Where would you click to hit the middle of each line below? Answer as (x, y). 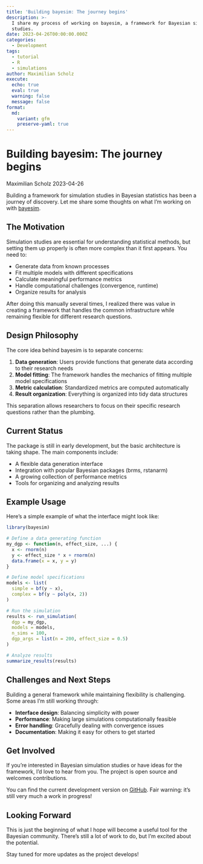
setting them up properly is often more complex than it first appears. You (97, 248)
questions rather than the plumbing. (51, 412)
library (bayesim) (28, 527)
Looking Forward (39, 815)
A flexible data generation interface (59, 463)
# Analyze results (29, 655)
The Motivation (36, 227)
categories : (21, 40)
